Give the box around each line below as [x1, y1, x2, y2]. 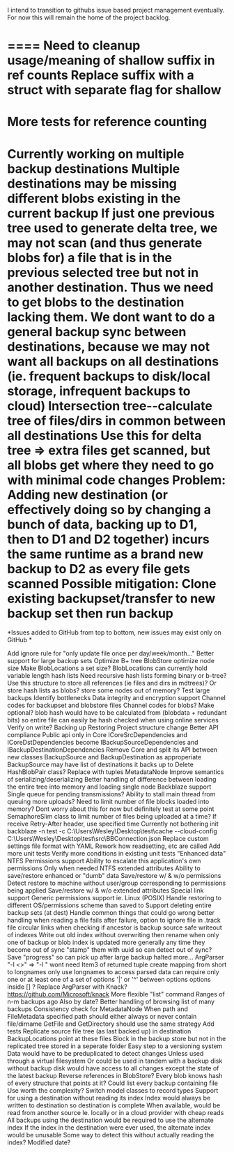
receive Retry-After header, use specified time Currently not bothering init [7, 819, 219, 828]
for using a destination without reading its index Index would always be [7, 1094, 211, 1102]
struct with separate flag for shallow [7, 82, 221, 98]
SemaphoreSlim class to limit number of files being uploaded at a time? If [7, 812, 217, 821]
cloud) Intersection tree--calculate [7, 397, 212, 414]
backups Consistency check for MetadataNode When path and [7, 1005, 188, 1013]
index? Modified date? [7, 1138, 71, 1146]
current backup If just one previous [7, 205, 215, 221]
